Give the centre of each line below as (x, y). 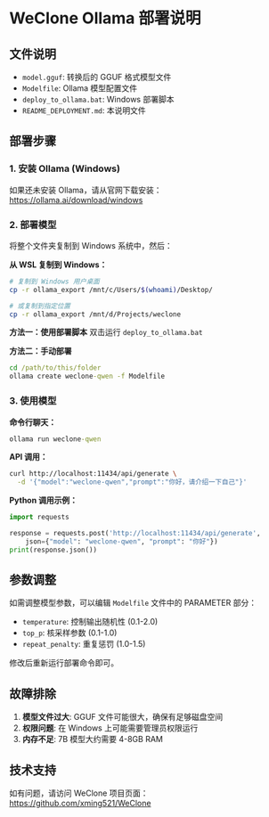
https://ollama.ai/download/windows (76, 200)
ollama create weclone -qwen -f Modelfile (87, 376)
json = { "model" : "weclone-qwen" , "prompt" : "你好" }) (122, 541)
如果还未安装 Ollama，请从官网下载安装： (86, 190)
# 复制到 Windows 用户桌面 (54, 282)
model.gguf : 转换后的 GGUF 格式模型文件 (97, 77)
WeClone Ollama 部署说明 (105, 18)
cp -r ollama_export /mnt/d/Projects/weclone (95, 314)
